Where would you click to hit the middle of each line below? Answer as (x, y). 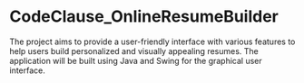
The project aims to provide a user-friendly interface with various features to (152, 41)
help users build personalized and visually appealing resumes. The (134, 51)
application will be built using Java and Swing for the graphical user (136, 60)
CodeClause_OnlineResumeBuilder (144, 17)
